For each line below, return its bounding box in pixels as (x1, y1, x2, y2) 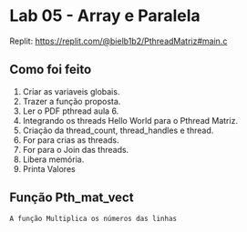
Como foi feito (9, 62, 92, 77)
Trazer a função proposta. (22, 96, 121, 106)
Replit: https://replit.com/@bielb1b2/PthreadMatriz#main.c (9, 35, 228, 46)
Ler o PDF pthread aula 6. (22, 106, 119, 116)
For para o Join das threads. (22, 144, 129, 155)
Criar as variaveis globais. (22, 86, 120, 96)
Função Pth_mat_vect (9, 190, 134, 206)
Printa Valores (22, 163, 76, 174)
